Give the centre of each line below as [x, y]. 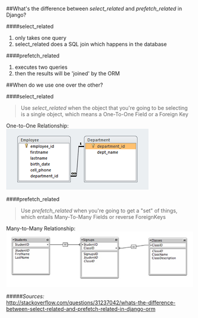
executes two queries [41, 67]
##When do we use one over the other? [55, 85]
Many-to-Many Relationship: [41, 228]
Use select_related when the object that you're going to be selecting [104, 108]
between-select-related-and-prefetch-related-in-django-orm [81, 309]
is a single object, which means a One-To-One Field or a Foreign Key [104, 114]
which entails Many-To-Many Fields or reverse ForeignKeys [93, 217]
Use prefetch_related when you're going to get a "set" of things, [99, 211]
